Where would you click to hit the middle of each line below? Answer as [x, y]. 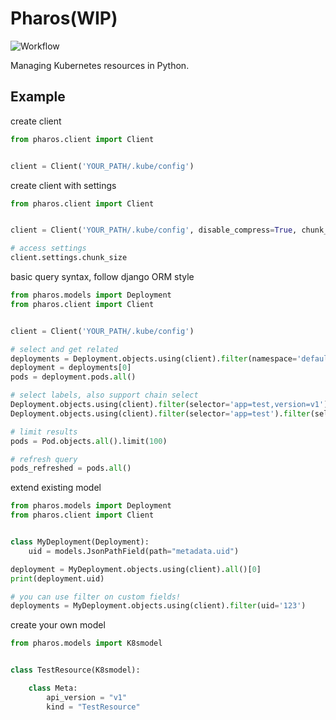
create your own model [58, 625]
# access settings [48, 248]
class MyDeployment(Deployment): [80, 542]
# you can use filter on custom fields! [96, 597]
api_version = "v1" [87, 697]
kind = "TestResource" [93, 707]
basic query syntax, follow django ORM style [102, 276]
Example [38, 97]
